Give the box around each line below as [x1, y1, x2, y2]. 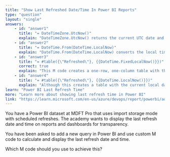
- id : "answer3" [14, 54, 49, 60]
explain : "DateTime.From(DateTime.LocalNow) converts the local [18, 49, 157, 55]
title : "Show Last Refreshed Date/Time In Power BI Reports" [5, 7, 137, 13]
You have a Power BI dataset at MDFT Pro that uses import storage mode [5, 111, 158, 117]
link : [5, 96, 17, 101]
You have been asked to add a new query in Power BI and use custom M [5, 131, 156, 137]
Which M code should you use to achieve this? [5, 146, 103, 152]
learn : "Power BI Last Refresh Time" [5, 87, 85, 92]
